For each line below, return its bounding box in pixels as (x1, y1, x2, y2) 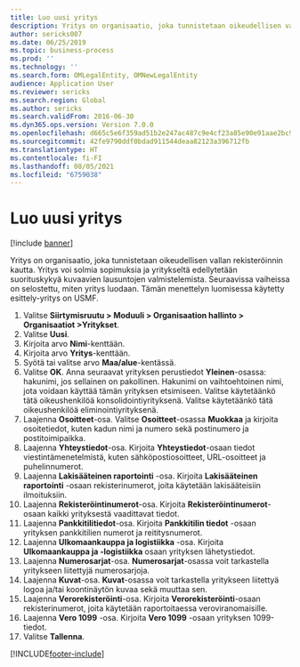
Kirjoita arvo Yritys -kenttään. (22, 348, 131, 358)
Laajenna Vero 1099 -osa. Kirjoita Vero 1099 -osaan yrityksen (22, 613, 252, 623)
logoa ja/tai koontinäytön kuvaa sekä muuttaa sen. (22, 584, 208, 595)
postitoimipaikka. (22, 433, 86, 444)
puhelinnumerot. (22, 462, 84, 472)
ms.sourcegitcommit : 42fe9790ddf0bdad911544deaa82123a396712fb (10, 137, 250, 146)
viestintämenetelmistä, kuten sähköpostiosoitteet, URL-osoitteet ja (22, 452, 266, 462)
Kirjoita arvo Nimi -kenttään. (22, 339, 126, 350)
